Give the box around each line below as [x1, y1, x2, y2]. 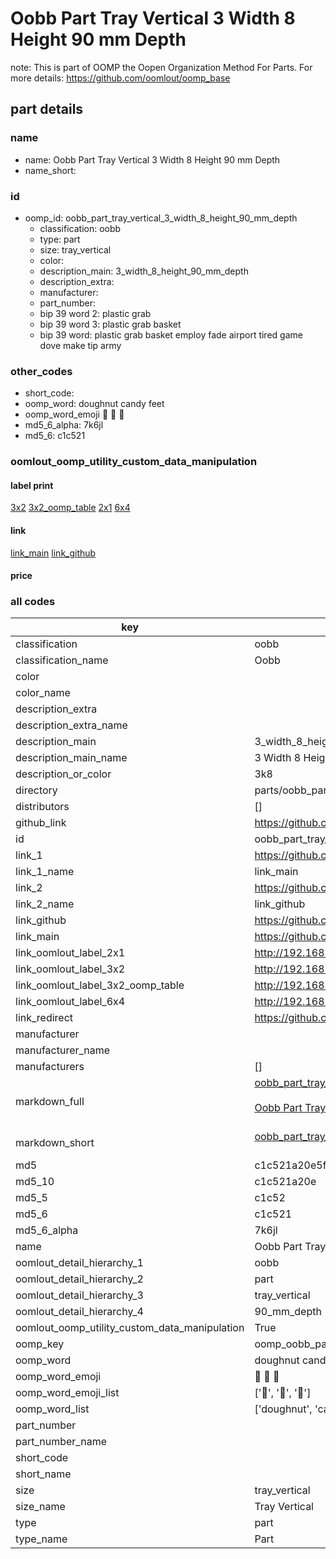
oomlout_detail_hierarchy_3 [15, 1288, 144, 1302]
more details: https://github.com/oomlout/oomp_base [10, 72, 231, 84]
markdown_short [15, 1136, 95, 1150]
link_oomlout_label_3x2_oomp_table [15, 978, 185, 992]
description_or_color [15, 767, 112, 781]
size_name [15, 1500, 66, 1514]
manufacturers [15, 1060, 85, 1074]
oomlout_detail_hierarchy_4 [15, 1305, 144, 1319]
